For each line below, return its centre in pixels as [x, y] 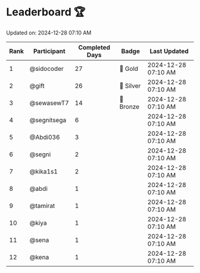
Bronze [129, 107]
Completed [94, 47]
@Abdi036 [45, 137]
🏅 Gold [129, 69]
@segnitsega [48, 120]
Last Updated [169, 51]
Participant [49, 51]
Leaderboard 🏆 [46, 12]
